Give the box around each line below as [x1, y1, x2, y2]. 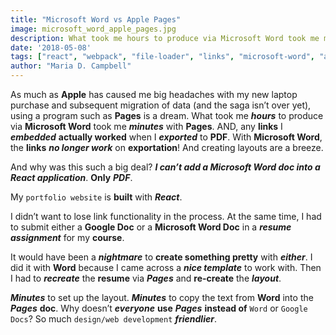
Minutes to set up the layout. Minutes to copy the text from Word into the [10, 292, 314, 303]
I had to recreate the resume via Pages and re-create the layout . [10, 272, 282, 284]
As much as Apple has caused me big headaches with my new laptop [10, 89, 298, 100]
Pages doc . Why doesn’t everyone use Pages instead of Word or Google [10, 302, 308, 314]
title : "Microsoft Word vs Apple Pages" [10, 14, 182, 25]
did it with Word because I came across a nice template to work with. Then [10, 262, 322, 273]
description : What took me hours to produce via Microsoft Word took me [10, 33, 320, 43]
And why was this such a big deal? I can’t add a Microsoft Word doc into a [10, 161, 321, 173]
